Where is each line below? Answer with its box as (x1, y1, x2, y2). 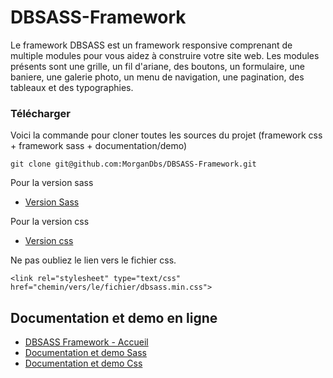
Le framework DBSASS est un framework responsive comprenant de (10, 39, 293, 51)
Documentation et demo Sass (24, 347, 147, 359)
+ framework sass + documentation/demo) (10, 140, 188, 152)
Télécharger (10, 106, 71, 120)
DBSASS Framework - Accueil (24, 336, 149, 348)
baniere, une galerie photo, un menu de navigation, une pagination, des (10, 71, 305, 83)
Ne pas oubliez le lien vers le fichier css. (10, 254, 177, 266)
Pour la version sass (10, 177, 94, 189)
